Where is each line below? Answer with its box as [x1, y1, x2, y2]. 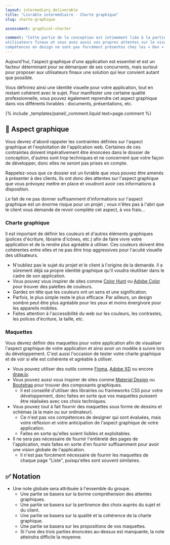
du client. [20, 507, 40, 513]
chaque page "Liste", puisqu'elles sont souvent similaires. [20, 457, 141, 463]
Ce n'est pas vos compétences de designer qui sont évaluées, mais [20, 414, 161, 420]
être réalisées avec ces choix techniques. [20, 398, 107, 404]
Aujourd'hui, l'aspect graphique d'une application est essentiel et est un [5, 58, 155, 64]
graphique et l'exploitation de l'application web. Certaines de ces [5, 144, 141, 150]
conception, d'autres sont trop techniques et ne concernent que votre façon [5, 154, 164, 161]
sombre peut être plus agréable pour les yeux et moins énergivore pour [12, 299, 161, 305]
